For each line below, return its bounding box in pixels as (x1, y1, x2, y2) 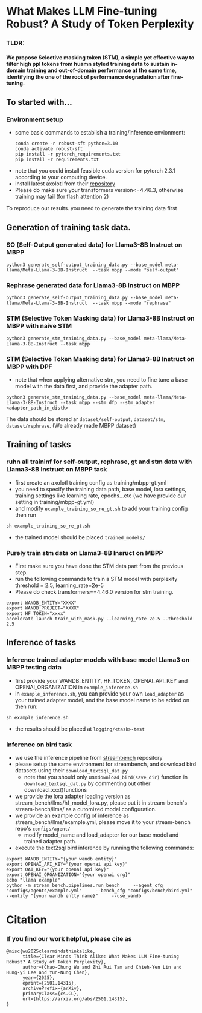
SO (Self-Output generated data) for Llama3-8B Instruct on (6, 241, 183, 249)
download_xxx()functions (24, 786, 87, 793)
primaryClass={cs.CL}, (22, 991, 80, 997)
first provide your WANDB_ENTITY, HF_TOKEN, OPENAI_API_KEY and (14, 677, 188, 684)
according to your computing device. (14, 174, 107, 181)
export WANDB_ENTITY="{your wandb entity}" (6, 855, 118, 862)
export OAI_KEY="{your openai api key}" (6, 866, 110, 872)
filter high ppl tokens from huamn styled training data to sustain (6, 60, 170, 67)
